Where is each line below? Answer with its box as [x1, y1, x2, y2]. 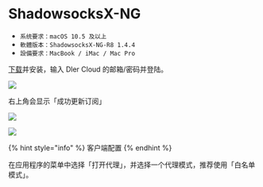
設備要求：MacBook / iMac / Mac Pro [19, 49, 136, 57]
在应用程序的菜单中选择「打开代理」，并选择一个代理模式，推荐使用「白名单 [8, 160, 256, 169]
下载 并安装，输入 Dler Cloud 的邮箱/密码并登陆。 [8, 64, 168, 74]
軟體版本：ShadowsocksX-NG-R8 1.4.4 [19, 41, 136, 49]
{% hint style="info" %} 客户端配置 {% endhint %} [8, 142, 172, 152]
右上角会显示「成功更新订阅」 [8, 96, 106, 106]
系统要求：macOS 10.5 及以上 [19, 33, 107, 41]
